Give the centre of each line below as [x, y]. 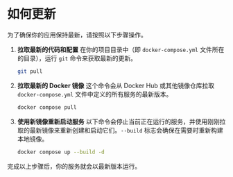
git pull [30, 71]
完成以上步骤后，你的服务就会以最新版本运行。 [74, 166]
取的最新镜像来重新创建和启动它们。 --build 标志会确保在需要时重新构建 [120, 130]
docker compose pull [47, 107]
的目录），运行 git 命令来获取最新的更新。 [77, 58]
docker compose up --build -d [61, 152]
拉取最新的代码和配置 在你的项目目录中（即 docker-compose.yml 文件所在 [121, 49]
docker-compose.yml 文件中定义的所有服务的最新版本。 [95, 94]
